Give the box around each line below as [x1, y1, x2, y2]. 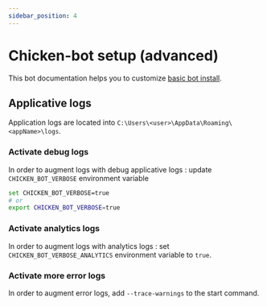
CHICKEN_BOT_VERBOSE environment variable [8, 173, 149, 183]
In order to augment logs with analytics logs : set [8, 241, 170, 250]
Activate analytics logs [8, 223, 101, 234]
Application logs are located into [8, 118, 116, 127]
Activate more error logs [8, 270, 106, 281]
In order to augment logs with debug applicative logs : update [8, 164, 212, 174]
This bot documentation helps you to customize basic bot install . [8, 73, 223, 83]
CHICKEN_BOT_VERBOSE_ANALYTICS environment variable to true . [8, 250, 212, 259]
